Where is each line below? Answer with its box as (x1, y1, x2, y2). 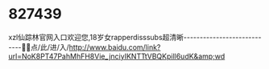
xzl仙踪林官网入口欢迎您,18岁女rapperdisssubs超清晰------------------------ (8, 32, 262, 42)
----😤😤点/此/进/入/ (8, 42, 70, 52)
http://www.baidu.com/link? (68, 42, 161, 52)
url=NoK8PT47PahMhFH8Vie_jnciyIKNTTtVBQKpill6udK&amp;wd (8, 51, 226, 61)
